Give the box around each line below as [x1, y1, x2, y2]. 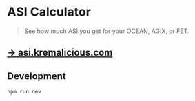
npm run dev [7, 89, 41, 96]
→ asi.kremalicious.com [7, 47, 113, 58]
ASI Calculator [7, 4, 92, 20]
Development [7, 70, 67, 82]
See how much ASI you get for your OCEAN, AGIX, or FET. [23, 27, 189, 35]
